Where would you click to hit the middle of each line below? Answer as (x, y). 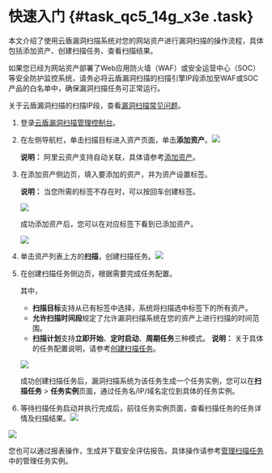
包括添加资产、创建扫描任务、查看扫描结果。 (83, 50)
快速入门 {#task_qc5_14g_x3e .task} (131, 17)
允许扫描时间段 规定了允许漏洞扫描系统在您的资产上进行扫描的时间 (142, 317)
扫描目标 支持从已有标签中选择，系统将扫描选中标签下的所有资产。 (142, 308)
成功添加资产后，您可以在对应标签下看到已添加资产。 (109, 224)
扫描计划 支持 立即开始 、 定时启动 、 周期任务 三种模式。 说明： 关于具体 (148, 338)
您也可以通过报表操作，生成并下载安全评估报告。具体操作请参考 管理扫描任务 (136, 450)
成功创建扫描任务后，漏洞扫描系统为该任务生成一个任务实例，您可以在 (137, 381)
